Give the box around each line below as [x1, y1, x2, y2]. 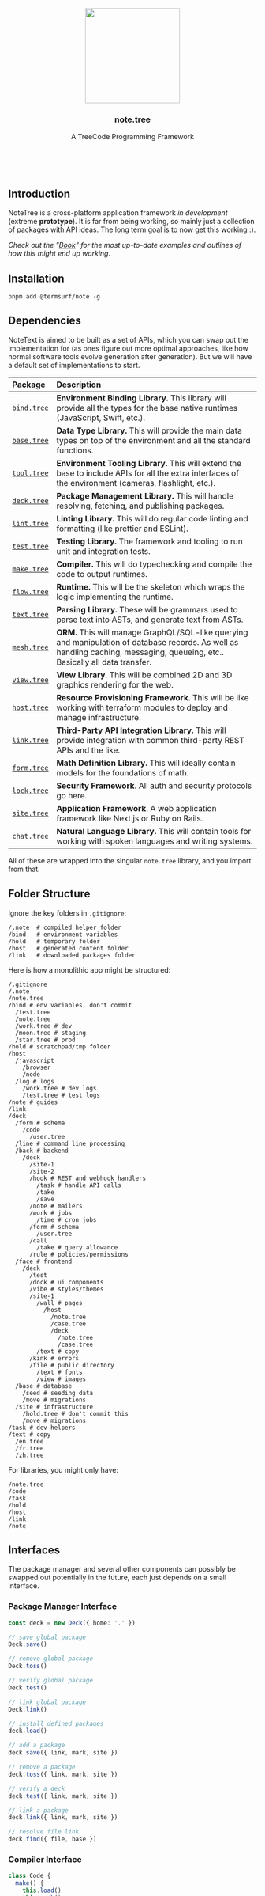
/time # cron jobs [36, 1215, 97, 1223]
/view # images [36, 1375, 87, 1383]
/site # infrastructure [15, 1402, 93, 1411]
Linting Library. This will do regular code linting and [56, 513, 248, 524]
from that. [8, 864, 41, 874]
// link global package [8, 1698, 87, 1706]
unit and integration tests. [56, 545, 151, 556]
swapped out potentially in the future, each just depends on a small [8, 1572, 227, 1583]
